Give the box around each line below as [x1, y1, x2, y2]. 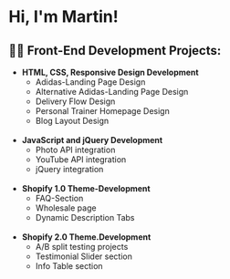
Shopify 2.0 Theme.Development [21, 232, 152, 243]
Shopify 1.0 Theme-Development [21, 183, 152, 193]
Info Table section [35, 261, 103, 271]
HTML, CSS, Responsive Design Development [21, 67, 199, 77]
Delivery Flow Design [35, 96, 116, 107]
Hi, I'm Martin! [8, 6, 120, 27]
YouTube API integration [35, 154, 127, 165]
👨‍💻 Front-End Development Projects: [8, 43, 222, 58]
